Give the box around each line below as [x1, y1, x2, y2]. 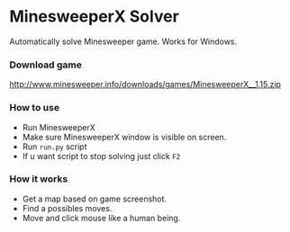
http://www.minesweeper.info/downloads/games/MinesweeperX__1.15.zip [9, 79, 282, 90]
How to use [9, 102, 60, 114]
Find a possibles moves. [22, 202, 113, 213]
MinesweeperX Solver [9, 6, 180, 27]
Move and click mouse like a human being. [22, 212, 181, 223]
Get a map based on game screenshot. [22, 193, 168, 204]
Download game [9, 58, 83, 71]
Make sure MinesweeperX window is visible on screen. [22, 131, 227, 142]
